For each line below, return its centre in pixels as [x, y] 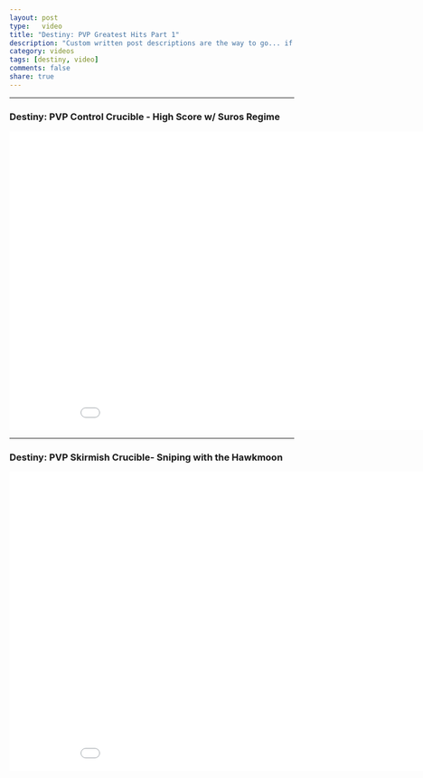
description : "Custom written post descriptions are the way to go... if [151, 43]
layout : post [34, 18]
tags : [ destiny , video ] [54, 60]
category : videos [42, 52]
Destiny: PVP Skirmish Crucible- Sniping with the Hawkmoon [146, 457]
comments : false [40, 69]
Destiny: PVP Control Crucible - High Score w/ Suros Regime [145, 117]
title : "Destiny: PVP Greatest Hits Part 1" [94, 34]
